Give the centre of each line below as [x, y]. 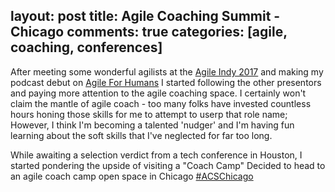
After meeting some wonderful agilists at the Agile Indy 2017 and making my [167, 71]
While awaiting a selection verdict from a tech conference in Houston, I [156, 155]
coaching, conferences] [86, 47]
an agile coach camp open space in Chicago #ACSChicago [132, 176]
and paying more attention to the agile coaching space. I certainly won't [158, 93]
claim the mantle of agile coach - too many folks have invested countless [161, 103]
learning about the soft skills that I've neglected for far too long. [141, 135]
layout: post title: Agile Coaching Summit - [145, 16]
